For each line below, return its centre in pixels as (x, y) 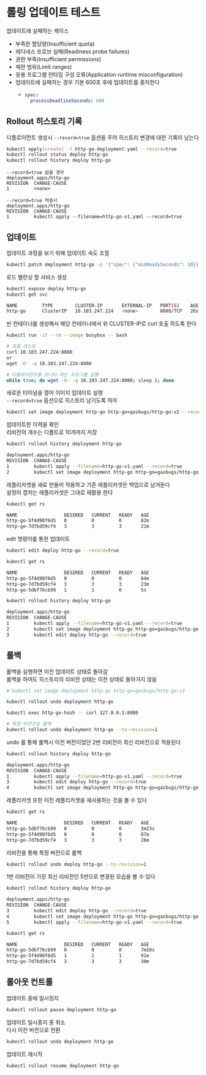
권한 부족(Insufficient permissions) (58, 59)
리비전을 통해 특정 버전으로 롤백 (44, 852)
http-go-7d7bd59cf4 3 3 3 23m (78, 584)
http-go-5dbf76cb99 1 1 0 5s (77, 590)
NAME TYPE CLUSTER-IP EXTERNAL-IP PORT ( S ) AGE (103, 305)
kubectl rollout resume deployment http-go (63, 1066)
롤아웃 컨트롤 (30, 982)
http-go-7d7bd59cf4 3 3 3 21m (78, 526)
